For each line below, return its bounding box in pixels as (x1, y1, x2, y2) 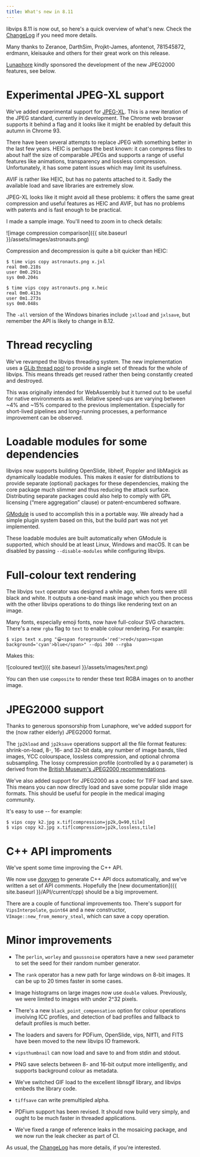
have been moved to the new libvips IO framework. (14, 1038, 140, 1045)
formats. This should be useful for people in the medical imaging (6, 790, 165, 797)
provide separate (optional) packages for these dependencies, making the (6, 480, 189, 487)
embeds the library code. (14, 1085, 77, 1093)
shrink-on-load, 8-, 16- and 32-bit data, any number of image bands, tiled (6, 747, 187, 754)
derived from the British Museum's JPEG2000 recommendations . (6, 765, 167, 773)
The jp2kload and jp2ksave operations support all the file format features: (6, 740, 187, 747)
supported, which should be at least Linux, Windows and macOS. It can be (6, 541, 190, 548)
